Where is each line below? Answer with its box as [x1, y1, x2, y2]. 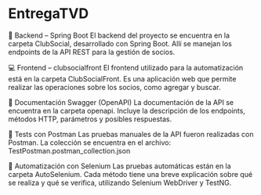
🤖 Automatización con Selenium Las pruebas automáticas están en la [8, 161, 231, 171]
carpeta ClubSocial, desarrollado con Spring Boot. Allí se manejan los [8, 38, 233, 48]
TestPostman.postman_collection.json [8, 146, 131, 155]
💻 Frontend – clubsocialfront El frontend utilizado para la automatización [8, 63, 244, 72]
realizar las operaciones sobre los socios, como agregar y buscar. [8, 82, 221, 92]
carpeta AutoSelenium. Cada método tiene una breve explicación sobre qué [8, 169, 253, 179]
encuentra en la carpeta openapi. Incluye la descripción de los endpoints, [8, 106, 245, 115]
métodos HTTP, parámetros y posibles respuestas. [8, 114, 172, 124]
